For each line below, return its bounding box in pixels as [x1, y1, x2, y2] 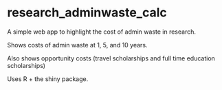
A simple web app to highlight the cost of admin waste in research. [7, 27, 197, 36]
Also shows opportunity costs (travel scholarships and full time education [7, 54, 215, 63]
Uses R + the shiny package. [7, 74, 89, 83]
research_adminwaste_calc [7, 5, 167, 21]
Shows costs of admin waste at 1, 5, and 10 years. [7, 41, 148, 49]
